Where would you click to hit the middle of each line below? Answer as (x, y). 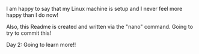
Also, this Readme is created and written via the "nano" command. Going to (100, 27)
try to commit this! (29, 33)
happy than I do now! (32, 15)
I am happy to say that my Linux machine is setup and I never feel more (94, 9)
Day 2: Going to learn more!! (41, 45)
